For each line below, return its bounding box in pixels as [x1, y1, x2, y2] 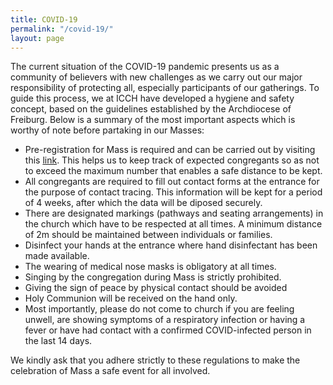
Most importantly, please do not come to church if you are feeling [24, 303, 295, 315]
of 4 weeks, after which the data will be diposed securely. [24, 197, 263, 209]
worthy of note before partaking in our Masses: [10, 124, 205, 136]
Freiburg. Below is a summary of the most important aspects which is [10, 114, 296, 126]
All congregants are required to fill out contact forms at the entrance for [24, 176, 320, 188]
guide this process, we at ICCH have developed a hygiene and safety [10, 92, 295, 105]
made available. [24, 250, 90, 262]
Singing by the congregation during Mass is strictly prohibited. [24, 271, 282, 283]
